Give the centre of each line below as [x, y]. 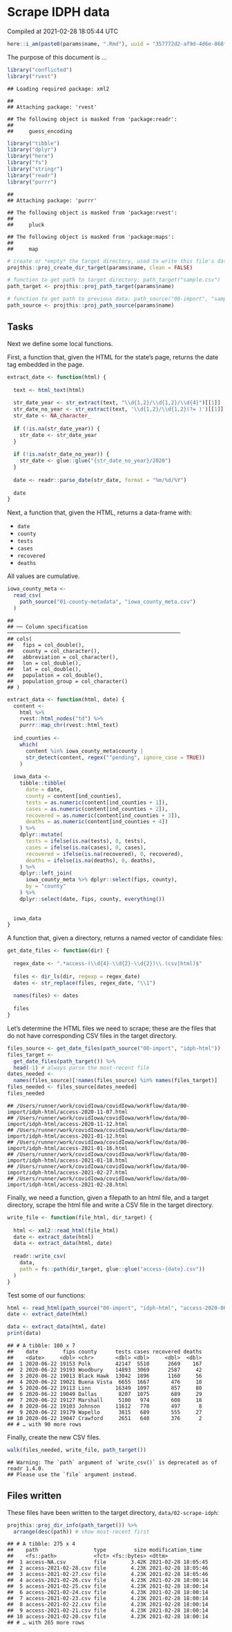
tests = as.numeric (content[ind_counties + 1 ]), [97, 802]
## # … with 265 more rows [46, 1623]
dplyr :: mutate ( [41, 835]
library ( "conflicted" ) [40, 70]
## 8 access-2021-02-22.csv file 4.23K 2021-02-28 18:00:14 [108, 1605]
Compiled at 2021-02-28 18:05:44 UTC [63, 31]
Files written [35, 1496]
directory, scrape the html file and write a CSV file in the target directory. [110, 1205]
